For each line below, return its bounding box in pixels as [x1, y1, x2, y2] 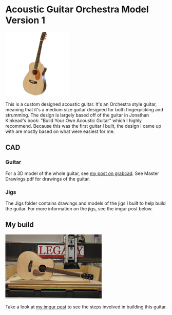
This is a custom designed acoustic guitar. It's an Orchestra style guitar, [5, 101, 157, 107]
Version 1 [5, 14, 45, 26]
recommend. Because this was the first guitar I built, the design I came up [5, 123, 162, 129]
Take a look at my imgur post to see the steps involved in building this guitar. [5, 304, 167, 310]
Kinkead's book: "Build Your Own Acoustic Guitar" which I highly [5, 117, 142, 124]
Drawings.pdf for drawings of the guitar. [5, 175, 90, 182]
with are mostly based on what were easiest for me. [5, 128, 115, 134]
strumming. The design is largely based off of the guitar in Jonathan [5, 112, 149, 118]
